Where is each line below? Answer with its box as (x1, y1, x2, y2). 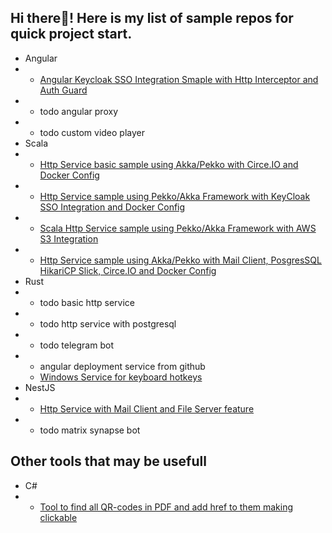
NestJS (24, 381, 56, 393)
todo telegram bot (39, 339, 114, 351)
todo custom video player (39, 126, 146, 138)
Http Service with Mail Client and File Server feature (39, 402, 255, 415)
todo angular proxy (39, 105, 118, 117)
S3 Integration (39, 232, 99, 245)
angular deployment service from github (39, 360, 206, 372)
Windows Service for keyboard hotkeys (39, 371, 203, 383)
